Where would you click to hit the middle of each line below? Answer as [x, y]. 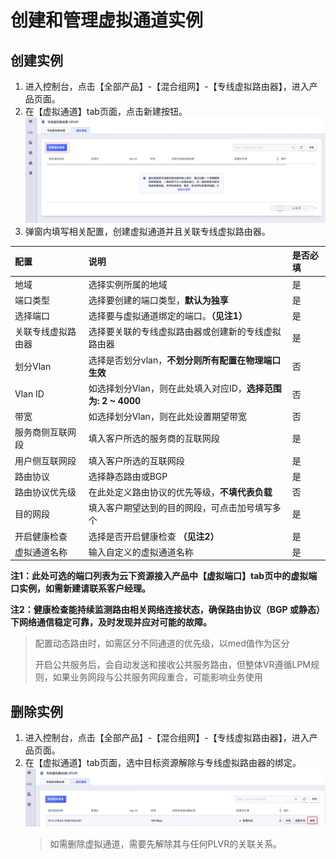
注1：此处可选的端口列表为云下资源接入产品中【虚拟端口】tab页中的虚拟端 [164, 576]
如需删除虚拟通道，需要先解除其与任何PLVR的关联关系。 [166, 844]
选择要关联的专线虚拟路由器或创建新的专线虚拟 [185, 332]
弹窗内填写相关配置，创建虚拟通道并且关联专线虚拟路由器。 [147, 231]
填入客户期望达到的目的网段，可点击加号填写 [180, 508]
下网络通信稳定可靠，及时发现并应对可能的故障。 [111, 622]
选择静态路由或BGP [128, 476]
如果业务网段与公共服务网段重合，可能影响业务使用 [157, 677]
